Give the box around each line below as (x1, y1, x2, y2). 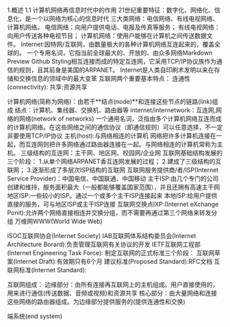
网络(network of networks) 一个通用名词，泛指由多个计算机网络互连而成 (18, 115, 222, 122)
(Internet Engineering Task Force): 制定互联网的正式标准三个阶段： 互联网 (7, 249, 215, 257)
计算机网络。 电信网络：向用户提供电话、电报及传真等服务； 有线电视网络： (7, 23, 220, 31)
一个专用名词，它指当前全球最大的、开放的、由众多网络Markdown (26, 49, 213, 57)
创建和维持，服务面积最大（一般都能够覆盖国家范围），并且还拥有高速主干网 (7, 183, 220, 191)
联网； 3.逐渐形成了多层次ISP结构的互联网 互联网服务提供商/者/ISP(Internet (7, 166, 219, 174)
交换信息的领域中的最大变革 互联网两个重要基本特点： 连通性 (18, 75, 190, 82)
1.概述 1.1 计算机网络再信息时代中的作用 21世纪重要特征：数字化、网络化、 (7, 6, 214, 14)
